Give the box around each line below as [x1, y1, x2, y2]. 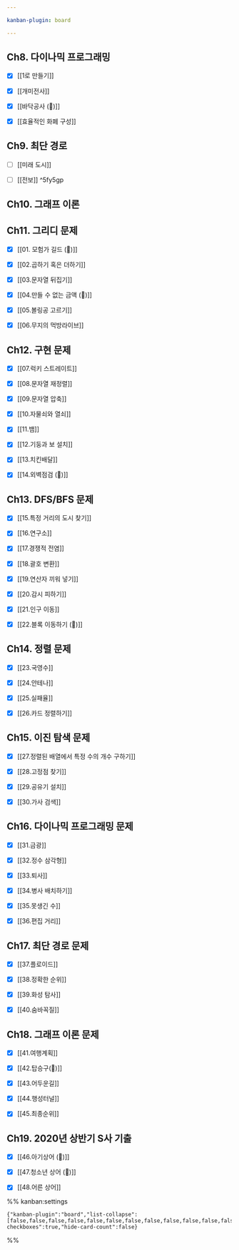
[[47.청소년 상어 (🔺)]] [16, 1168, 76, 1177]
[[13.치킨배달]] [16, 455, 58, 464]
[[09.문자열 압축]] [16, 395, 67, 403]
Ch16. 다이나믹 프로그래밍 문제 [6, 820, 133, 833]
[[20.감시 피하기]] [16, 589, 67, 598]
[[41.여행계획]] [16, 1049, 59, 1057]
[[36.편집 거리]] [16, 917, 61, 925]
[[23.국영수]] [16, 663, 54, 671]
